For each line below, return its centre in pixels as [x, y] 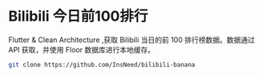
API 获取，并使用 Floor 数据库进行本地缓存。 [81, 49]
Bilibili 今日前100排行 [78, 16]
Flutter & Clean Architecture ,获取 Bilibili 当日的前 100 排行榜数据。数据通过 [131, 40]
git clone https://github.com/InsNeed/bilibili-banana [102, 64]
